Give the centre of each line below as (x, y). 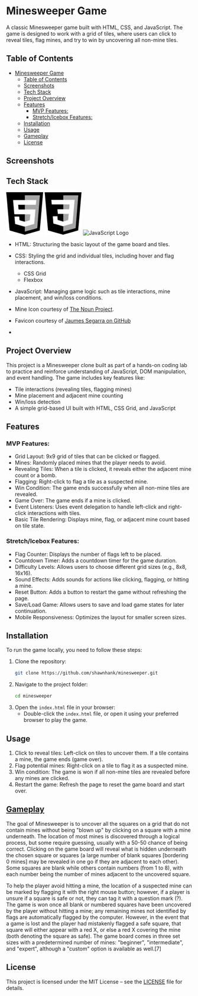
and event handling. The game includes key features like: (76, 377)
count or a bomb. (36, 475)
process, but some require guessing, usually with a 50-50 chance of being (97, 842)
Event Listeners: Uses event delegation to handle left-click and (91, 507)
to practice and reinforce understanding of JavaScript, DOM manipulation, (96, 371)
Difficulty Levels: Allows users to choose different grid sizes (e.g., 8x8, (101, 567)
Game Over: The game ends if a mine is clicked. (73, 501)
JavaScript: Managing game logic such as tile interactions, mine (92, 291)
